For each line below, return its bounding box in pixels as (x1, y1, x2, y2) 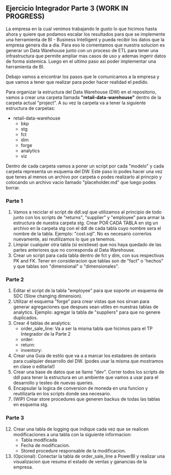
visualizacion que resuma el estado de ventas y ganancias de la (13, 458, 147, 464)
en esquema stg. (13, 401, 49, 408)
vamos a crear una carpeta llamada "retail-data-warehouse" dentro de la (6, 94, 161, 100)
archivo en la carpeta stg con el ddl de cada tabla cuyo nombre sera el (13, 225, 161, 231)
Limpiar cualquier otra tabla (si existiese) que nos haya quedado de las (13, 242, 162, 248)
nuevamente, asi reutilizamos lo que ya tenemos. (13, 236, 116, 242)
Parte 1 (6, 197, 23, 204)
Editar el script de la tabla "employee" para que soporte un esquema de (13, 288, 164, 294)
